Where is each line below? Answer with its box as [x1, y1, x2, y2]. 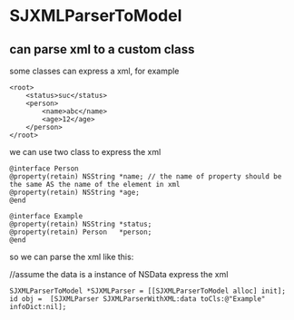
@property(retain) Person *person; [9, 228, 152, 237]
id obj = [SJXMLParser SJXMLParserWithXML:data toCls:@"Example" [9, 295, 266, 304]
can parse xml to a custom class [9, 42, 195, 57]
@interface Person [9, 164, 79, 173]
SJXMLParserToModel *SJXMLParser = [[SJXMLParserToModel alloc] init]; [9, 286, 286, 296]
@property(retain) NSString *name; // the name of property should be [9, 172, 282, 181]
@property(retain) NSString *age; [9, 188, 141, 197]
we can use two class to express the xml [9, 147, 162, 157]
